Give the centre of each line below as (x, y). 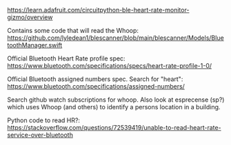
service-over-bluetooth (40, 135)
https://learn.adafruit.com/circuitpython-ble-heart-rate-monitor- (98, 10)
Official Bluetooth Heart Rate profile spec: (66, 58)
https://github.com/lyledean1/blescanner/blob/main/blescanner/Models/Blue (115, 38)
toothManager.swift (35, 45)
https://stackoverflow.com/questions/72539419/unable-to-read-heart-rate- (114, 127)
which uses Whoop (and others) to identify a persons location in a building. (114, 107)
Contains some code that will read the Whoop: (73, 31)
